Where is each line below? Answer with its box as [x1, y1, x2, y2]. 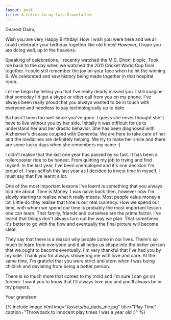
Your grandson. [5, 294, 38, 300]
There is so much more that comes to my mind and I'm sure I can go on [5, 273, 156, 279]
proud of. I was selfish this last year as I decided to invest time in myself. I [5, 168, 160, 174]
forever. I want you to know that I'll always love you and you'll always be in [5, 278, 162, 284]
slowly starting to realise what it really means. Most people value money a [5, 194, 161, 200]
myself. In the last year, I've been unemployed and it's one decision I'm [5, 162, 155, 168]
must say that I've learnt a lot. [5, 173, 68, 179]
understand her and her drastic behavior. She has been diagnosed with [5, 125, 155, 131]
